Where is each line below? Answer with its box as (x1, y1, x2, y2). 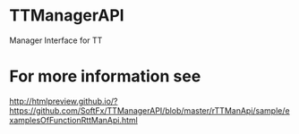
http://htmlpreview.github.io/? (9, 96, 118, 106)
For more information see (9, 66, 201, 87)
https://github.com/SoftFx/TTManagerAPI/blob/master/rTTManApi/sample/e (9, 105, 290, 116)
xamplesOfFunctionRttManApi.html (9, 114, 139, 125)
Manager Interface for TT (9, 35, 103, 46)
